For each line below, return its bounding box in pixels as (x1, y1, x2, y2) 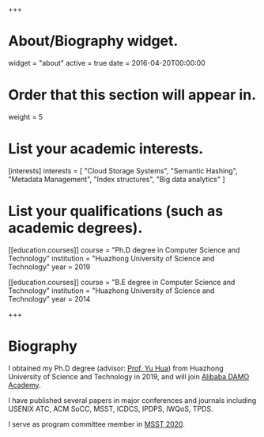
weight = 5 (8, 112, 43, 121)
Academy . (8, 380, 41, 389)
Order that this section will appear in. (8, 86, 257, 104)
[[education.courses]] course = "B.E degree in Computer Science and (8, 277, 236, 287)
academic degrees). (8, 219, 143, 237)
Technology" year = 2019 (8, 262, 91, 272)
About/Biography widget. (8, 32, 179, 50)
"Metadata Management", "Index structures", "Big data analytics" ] (8, 174, 225, 184)
